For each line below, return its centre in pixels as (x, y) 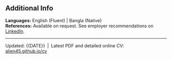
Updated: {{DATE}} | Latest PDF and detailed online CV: (65, 45)
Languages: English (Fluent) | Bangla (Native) (53, 20)
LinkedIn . (15, 31)
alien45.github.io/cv (26, 51)
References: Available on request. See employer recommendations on (79, 26)
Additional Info (29, 8)
